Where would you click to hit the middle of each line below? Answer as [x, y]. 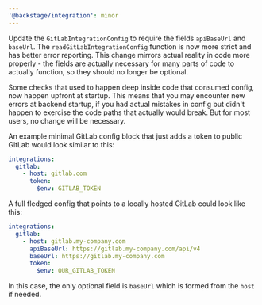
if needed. [25, 295]
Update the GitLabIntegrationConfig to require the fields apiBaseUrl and [127, 38]
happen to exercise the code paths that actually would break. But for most [129, 112]
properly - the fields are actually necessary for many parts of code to [121, 63]
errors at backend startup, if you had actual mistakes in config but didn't [126, 104]
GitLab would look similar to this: [62, 144]
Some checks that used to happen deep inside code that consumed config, [131, 87]
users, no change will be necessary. [67, 120]
